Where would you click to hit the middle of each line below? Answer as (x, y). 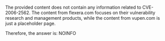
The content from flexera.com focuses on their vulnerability (93, 13)
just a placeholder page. (30, 23)
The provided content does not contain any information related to (73, 7)
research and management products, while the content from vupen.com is (83, 18)
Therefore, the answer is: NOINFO (41, 33)
